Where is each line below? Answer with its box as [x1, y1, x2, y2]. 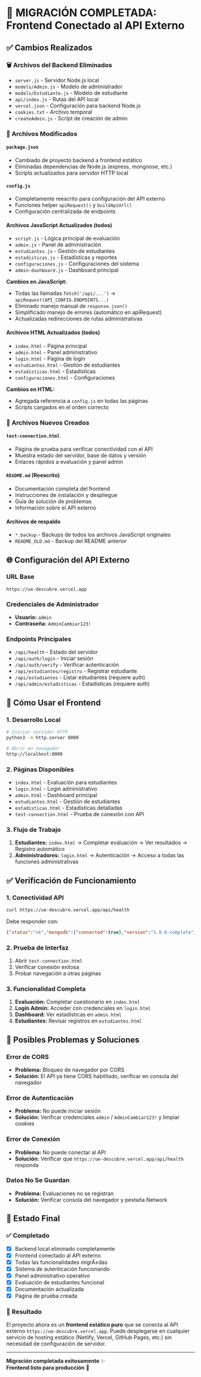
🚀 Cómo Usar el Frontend [6, 697, 101, 708]
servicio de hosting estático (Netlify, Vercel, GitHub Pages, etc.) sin [6, 1334, 172, 1341]
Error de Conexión [6, 1135, 60, 1143]
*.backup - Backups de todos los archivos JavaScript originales [14, 531, 171, 538]
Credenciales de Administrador [6, 600, 99, 608]
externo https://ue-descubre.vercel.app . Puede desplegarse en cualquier [6, 1327, 190, 1335]
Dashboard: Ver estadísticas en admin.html [14, 1011, 122, 1018]
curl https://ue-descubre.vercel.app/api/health [6, 906, 130, 913]
